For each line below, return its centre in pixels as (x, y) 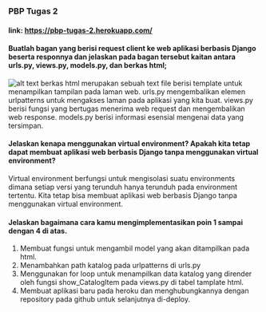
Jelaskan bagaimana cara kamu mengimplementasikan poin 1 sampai (126, 222)
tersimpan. (26, 125)
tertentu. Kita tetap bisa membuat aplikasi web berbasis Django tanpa (123, 195)
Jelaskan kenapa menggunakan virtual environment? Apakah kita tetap (129, 144)
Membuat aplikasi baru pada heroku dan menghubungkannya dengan (134, 291)
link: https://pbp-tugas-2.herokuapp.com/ (81, 30)
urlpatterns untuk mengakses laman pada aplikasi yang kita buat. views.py (131, 100)
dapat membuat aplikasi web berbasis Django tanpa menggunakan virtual (133, 152)
